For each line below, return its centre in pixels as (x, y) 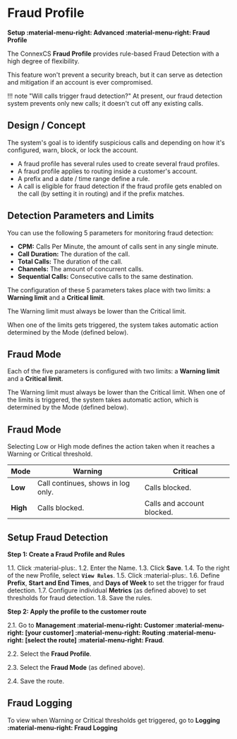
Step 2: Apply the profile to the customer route (77, 611)
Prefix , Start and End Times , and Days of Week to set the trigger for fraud (116, 583)
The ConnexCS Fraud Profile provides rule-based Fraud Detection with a (114, 54)
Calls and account (174, 504)
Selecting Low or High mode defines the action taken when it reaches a (111, 447)
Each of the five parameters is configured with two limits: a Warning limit (114, 371)
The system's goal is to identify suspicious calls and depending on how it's (116, 142)
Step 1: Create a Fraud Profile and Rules (66, 554)
